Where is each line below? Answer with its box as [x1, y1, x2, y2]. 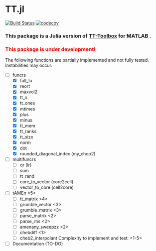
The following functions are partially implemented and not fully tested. [5, 57, 150, 63]
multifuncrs [12, 156, 36, 162]
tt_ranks [19, 128, 37, 134]
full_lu [19, 78, 32, 84]
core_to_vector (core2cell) [19, 179, 74, 185]
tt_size [19, 133, 33, 140]
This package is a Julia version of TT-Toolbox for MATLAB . [5, 32, 152, 39]
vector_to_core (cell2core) [19, 184, 74, 190]
